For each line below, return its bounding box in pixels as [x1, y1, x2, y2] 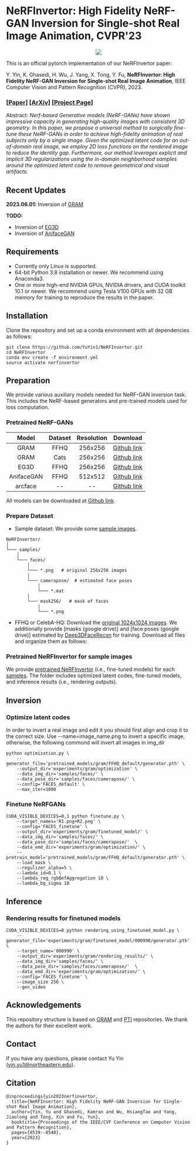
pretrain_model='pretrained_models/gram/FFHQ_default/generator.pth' [6, 855, 180, 861]
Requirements [6, 247, 59, 257]
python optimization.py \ [6, 750, 69, 756]
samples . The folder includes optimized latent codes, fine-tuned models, [6, 672, 182, 679]
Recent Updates [6, 185, 66, 195]
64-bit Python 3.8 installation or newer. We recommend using [14, 269, 164, 276]
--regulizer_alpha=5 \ [16, 865, 72, 871]
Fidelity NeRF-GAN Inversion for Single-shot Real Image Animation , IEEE [6, 77, 186, 84]
